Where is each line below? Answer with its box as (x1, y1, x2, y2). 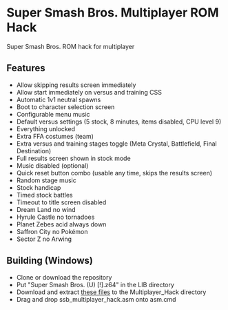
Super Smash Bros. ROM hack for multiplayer (6, 42, 135, 50)
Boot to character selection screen (16, 102, 115, 111)
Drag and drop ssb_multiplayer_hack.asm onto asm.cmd (16, 295, 176, 303)
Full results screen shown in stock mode (16, 154, 132, 162)
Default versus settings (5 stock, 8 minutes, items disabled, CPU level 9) (16, 117, 222, 126)
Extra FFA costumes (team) (16, 132, 94, 140)
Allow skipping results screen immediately (16, 81, 136, 89)
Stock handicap (16, 183, 61, 191)
